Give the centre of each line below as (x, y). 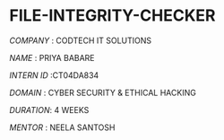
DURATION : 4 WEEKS (49, 109)
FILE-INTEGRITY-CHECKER (112, 16)
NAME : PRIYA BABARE (52, 57)
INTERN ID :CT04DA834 (54, 75)
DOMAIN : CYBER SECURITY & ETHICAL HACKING (103, 92)
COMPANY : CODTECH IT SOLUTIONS (81, 40)
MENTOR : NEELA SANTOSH (62, 127)
